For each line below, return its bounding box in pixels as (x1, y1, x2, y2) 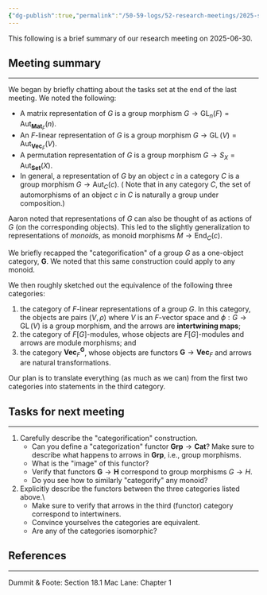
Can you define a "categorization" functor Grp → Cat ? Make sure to (31, 442, 254, 451)
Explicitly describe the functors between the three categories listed (19, 484, 240, 493)
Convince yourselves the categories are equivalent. (31, 517, 200, 527)
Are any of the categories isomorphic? (31, 526, 157, 535)
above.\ (19, 492, 45, 501)
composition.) (19, 198, 65, 207)
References (8, 549, 67, 562)
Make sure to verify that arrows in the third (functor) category (31, 500, 234, 510)
